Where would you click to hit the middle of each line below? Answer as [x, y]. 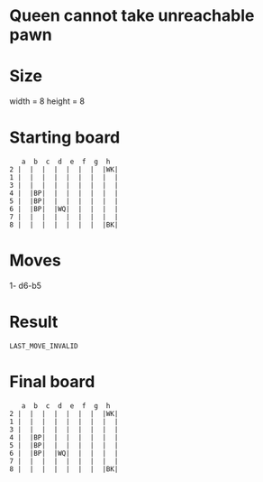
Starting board [65, 138]
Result [34, 322]
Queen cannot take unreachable [132, 16]
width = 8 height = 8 [47, 101]
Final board [52, 382]
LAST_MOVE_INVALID [44, 346]
